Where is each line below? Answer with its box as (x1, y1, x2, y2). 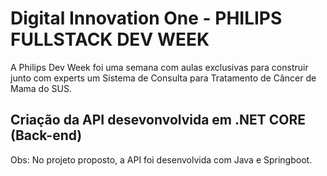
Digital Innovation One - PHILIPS (10, 7, 283, 30)
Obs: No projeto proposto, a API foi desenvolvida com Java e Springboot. (10, 153, 313, 166)
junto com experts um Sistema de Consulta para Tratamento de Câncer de (10, 72, 317, 84)
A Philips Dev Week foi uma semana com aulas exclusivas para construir (10, 61, 309, 73)
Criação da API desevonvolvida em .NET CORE (10, 112, 307, 129)
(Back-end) (10, 127, 83, 144)
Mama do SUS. (10, 82, 72, 94)
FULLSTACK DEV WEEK (10, 28, 210, 51)
